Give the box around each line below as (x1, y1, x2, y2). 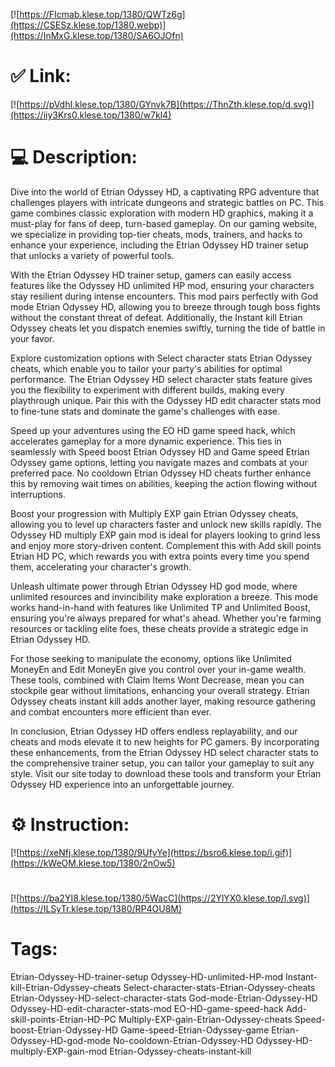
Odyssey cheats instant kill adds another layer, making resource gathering (10, 695, 316, 707)
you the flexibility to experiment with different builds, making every (10, 384, 285, 396)
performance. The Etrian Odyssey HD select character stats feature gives (10, 373, 313, 385)
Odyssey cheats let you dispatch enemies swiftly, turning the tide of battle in (10, 322, 326, 334)
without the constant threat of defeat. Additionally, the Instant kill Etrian (10, 311, 303, 323)
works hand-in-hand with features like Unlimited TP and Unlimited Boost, (10, 601, 311, 613)
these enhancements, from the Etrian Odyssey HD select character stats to (10, 746, 319, 758)
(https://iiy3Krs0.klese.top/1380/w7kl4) (10, 109, 172, 121)
